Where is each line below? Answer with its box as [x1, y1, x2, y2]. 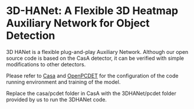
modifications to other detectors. [6, 60, 86, 68]
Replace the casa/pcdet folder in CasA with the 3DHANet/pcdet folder [6, 90, 177, 97]
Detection [6, 29, 55, 42]
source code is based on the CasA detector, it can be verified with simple [6, 54, 185, 62]
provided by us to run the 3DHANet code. [6, 96, 107, 103]
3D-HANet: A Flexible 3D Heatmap [6, 4, 179, 18]
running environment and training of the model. [6, 78, 121, 86]
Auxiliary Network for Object [6, 16, 150, 30]
